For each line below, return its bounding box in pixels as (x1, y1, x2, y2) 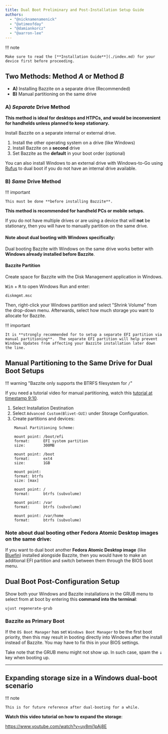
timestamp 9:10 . (5, 395, 38, 401)
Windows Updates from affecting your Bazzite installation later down (5, 341, 155, 346)
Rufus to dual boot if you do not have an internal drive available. (5, 165, 136, 171)
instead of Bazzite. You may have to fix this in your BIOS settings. (5, 640, 140, 646)
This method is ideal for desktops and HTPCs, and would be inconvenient (5, 115, 161, 121)
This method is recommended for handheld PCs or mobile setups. (5, 208, 145, 214)
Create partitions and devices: (12, 415, 75, 422)
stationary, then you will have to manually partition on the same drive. (5, 223, 148, 229)
